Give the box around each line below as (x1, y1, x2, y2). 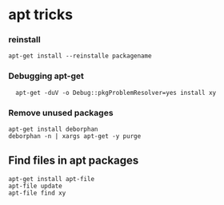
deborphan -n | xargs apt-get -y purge (8, 132, 142, 140)
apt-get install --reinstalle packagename (8, 52, 152, 61)
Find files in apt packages (8, 154, 139, 168)
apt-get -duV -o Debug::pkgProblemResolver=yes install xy (15, 89, 217, 97)
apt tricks (8, 6, 74, 24)
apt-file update (8, 182, 62, 190)
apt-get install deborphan (8, 125, 98, 133)
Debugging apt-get (8, 70, 84, 81)
